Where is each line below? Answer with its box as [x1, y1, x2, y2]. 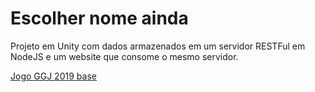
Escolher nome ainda [10, 7, 189, 30]
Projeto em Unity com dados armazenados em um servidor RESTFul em [10, 40, 306, 52]
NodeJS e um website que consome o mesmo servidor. [10, 50, 239, 62]
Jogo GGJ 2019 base [10, 70, 97, 82]
